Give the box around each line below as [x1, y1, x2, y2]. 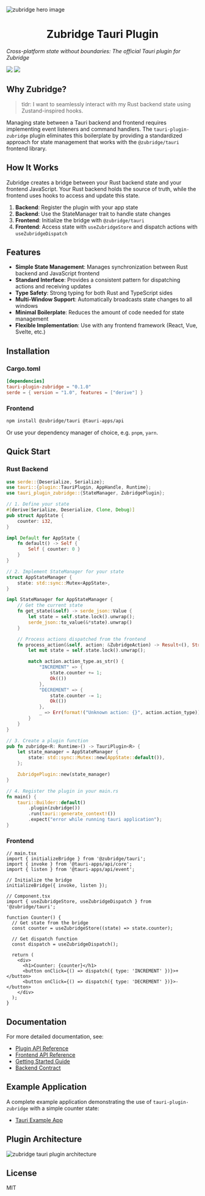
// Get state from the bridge [12, 920, 88, 926]
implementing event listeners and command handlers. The [6, 125, 153, 133]
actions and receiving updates [15, 283, 92, 290]
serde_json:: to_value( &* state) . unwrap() [28, 619, 132, 625]
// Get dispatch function [12, 936, 78, 943]
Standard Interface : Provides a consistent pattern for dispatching [15, 276, 181, 283]
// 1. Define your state [6, 501, 70, 508]
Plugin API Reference [15, 1045, 69, 1052]
